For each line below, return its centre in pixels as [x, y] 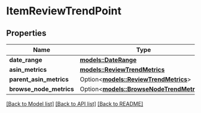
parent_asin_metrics [39, 79]
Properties [26, 33]
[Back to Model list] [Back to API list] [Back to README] [75, 104]
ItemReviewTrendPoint [64, 11]
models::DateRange [108, 60]
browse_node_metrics [42, 89]
